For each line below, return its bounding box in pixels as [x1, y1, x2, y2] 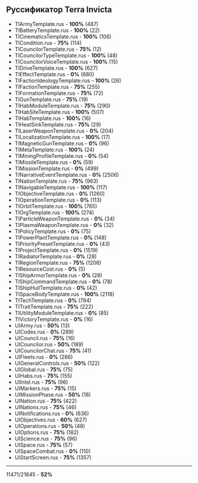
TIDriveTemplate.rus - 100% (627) [14, 64, 98, 72]
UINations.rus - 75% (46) [14, 403, 77, 410]
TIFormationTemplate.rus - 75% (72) [14, 89, 104, 96]
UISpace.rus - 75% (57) [14, 441, 73, 448]
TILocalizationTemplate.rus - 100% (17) [14, 133, 110, 141]
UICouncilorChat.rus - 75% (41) [14, 347, 92, 354]
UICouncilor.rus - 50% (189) [14, 341, 84, 348]
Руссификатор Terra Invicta [6, 5, 113, 15]
